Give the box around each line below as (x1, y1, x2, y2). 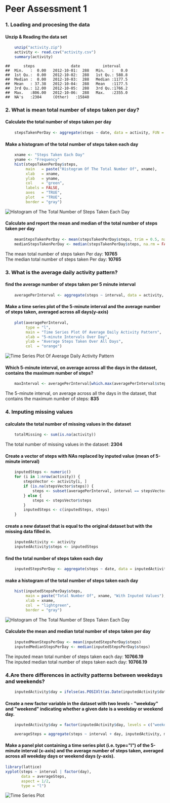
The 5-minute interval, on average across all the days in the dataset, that (5, 390, 157, 396)
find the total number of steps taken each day (5, 555, 103, 561)
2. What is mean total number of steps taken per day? (5, 106, 140, 113)
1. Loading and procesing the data (5, 21, 90, 28)
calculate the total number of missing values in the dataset (5, 421, 132, 427)
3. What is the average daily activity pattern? (5, 269, 118, 276)
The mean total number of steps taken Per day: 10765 (5, 250, 118, 257)
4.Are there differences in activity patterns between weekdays (5, 671, 163, 678)
